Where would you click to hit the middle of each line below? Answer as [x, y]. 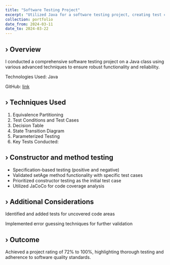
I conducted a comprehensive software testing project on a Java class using [85, 61]
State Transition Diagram [38, 131]
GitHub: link [17, 86]
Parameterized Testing [36, 136]
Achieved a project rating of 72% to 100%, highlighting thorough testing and [84, 252]
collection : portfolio [29, 19]
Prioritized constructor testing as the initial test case [67, 180]
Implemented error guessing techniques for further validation [69, 224]
